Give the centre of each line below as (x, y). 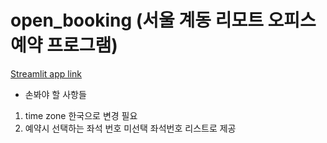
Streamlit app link (46, 73)
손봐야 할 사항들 (55, 94)
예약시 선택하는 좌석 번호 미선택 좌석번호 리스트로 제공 (130, 128)
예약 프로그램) (64, 45)
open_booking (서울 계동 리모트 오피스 (163, 20)
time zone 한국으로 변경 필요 (81, 115)
